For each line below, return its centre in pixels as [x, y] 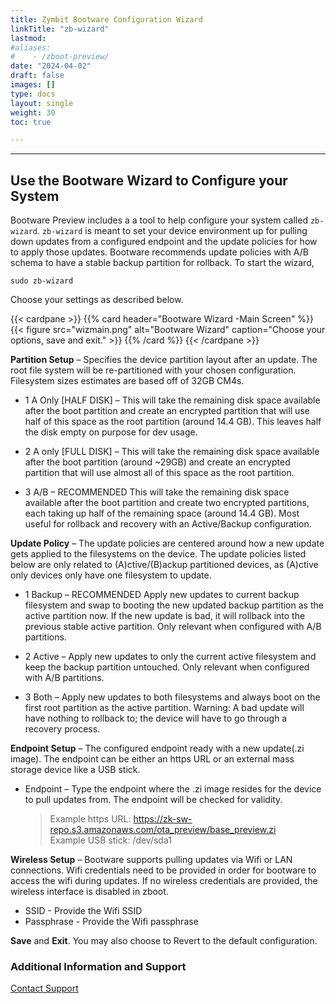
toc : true [31, 122]
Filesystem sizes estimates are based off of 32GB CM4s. [127, 381]
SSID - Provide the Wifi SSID [83, 911]
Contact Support [44, 988]
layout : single [42, 103]
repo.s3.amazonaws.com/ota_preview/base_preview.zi [163, 830]
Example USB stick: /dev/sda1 [110, 840]
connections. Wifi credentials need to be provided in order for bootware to [163, 870]
